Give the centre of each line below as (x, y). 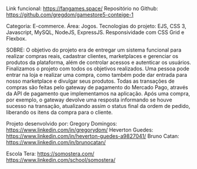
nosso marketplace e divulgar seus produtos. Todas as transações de (91, 81)
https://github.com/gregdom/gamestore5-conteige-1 (70, 15)
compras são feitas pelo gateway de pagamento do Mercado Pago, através (97, 87)
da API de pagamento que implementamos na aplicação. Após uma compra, (98, 94)
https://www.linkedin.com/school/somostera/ (61, 160)
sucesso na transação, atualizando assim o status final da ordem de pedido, (98, 106)
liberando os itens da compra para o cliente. (59, 112)
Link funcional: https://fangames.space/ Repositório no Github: (82, 9)
